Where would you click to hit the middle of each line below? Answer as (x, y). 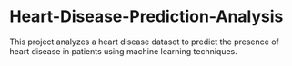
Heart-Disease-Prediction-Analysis (146, 17)
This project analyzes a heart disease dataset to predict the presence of (144, 42)
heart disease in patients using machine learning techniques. (124, 51)
